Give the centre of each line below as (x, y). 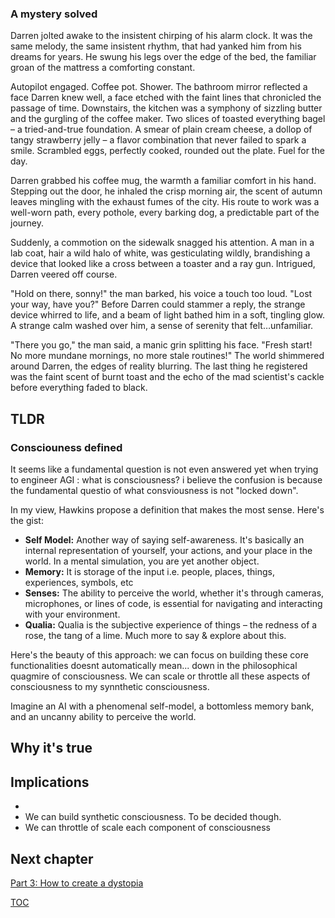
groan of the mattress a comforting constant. (103, 68)
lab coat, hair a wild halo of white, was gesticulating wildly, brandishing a (160, 253)
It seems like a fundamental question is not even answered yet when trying (164, 469)
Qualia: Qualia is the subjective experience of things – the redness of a (171, 624)
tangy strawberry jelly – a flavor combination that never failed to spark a (158, 140)
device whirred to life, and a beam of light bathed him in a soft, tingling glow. (168, 315)
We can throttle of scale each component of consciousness (147, 828)
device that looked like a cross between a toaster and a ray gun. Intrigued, (163, 264)
